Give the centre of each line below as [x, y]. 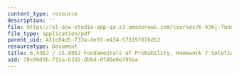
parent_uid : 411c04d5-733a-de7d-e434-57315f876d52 [84, 40]
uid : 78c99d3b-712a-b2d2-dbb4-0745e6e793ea [73, 60]
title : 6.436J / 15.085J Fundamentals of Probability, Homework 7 [108, 54]
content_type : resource [43, 14]
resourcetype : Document [43, 47]
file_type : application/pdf [49, 33]
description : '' [31, 20]
